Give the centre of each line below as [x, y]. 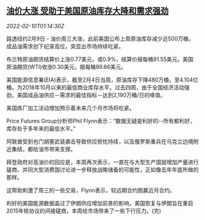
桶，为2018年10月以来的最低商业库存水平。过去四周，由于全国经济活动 [95, 87]
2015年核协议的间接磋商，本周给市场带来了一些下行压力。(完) [84, 211]
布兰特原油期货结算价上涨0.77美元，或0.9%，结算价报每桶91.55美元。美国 [100, 59]
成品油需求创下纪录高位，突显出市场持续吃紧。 [65, 46]
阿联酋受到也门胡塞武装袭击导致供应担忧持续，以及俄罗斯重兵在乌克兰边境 [100, 141]
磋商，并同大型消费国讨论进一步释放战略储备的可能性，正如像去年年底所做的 [103, 169]
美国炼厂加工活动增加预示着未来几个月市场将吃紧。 [70, 108]
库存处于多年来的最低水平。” [41, 128]
